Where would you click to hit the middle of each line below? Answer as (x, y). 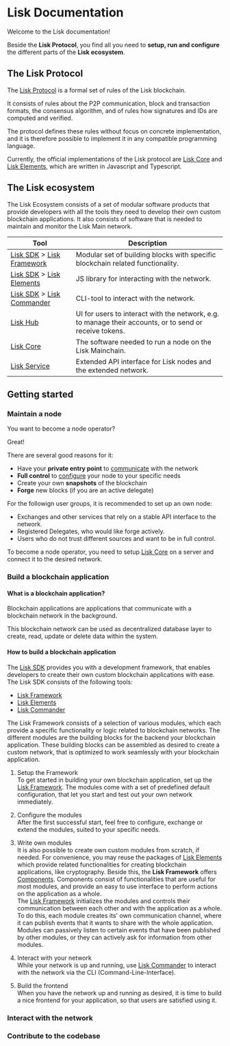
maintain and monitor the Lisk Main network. (70, 226)
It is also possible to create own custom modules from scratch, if (108, 850)
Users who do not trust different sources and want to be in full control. (116, 539)
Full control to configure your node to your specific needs (99, 476)
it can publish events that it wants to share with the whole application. (115, 923)
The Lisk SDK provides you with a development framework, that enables (109, 667)
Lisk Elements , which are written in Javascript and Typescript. (94, 166)
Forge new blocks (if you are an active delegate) (85, 490)
